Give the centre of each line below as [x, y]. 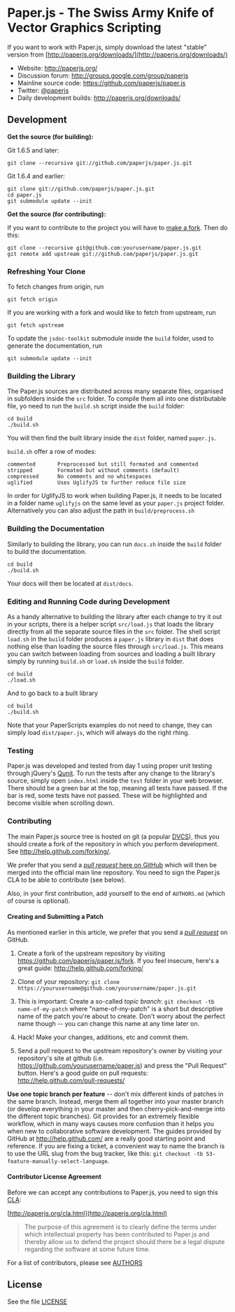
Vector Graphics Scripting [84, 28]
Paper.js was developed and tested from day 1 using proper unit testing [109, 766]
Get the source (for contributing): [57, 214]
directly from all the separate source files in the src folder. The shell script [114, 632]
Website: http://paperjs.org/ [57, 68]
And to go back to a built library [53, 693]
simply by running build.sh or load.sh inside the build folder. [95, 661]
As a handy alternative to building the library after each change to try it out [115, 616]
